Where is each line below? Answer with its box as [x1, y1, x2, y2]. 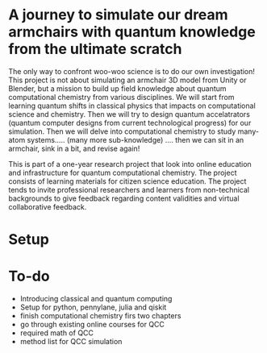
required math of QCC [19, 328, 94, 338]
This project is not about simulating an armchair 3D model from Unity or [8, 75, 248, 85]
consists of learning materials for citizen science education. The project [8, 176, 247, 186]
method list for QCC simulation [19, 337, 123, 347]
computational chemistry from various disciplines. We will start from [8, 92, 235, 102]
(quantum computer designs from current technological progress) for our [8, 118, 252, 127]
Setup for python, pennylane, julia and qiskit [19, 302, 167, 312]
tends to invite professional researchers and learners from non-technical [8, 185, 250, 194]
